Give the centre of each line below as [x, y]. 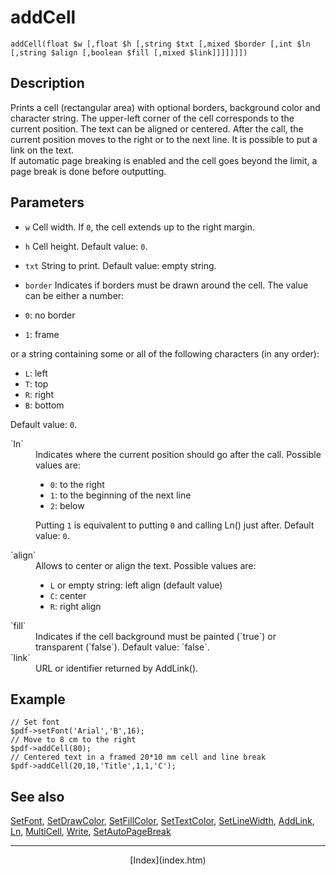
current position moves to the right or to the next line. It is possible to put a [164, 139]
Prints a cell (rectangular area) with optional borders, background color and [165, 107]
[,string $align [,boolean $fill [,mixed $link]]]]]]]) [129, 52]
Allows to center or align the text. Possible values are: [146, 565]
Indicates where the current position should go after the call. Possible [178, 454]
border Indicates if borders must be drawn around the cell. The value [166, 285]
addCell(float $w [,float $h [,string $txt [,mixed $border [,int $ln [160, 44]
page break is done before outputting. [88, 171]
